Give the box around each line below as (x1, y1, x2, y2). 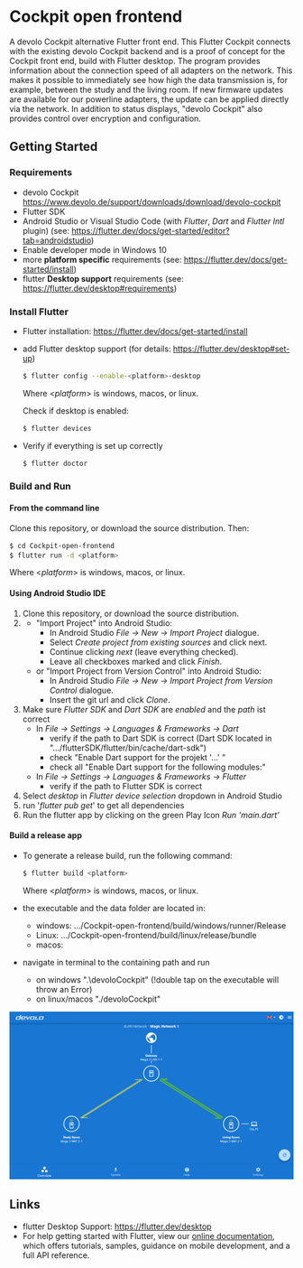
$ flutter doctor (22, 459, 88, 468)
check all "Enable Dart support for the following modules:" (49, 761, 266, 772)
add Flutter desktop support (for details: (22, 343, 171, 354)
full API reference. (22, 1249, 90, 1261)
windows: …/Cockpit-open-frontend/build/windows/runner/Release (35, 919, 287, 931)
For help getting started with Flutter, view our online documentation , (22, 1230, 275, 1241)
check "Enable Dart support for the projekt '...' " (49, 751, 226, 762)
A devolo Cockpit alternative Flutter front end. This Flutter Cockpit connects (9, 36, 291, 47)
